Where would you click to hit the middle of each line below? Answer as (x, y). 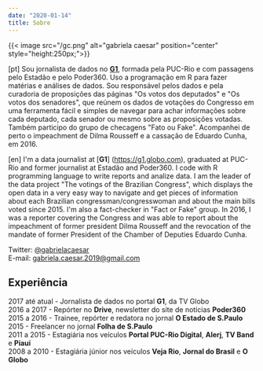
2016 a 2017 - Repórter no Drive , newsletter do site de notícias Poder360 (127, 310)
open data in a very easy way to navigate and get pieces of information (123, 193)
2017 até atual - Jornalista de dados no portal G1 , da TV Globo (109, 301)
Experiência (38, 283)
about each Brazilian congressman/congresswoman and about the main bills (132, 200)
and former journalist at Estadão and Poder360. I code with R (119, 167)
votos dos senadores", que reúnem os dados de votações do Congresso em (131, 102)
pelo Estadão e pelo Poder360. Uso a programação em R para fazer (118, 77)
